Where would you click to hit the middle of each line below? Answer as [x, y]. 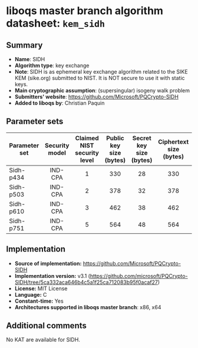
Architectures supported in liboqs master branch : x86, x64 [88, 307]
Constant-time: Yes [39, 301]
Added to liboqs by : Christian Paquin [60, 103]
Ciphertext [174, 141]
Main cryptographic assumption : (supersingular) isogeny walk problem [102, 90]
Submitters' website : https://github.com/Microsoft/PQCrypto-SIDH [96, 97]
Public [115, 138]
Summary [24, 45]
